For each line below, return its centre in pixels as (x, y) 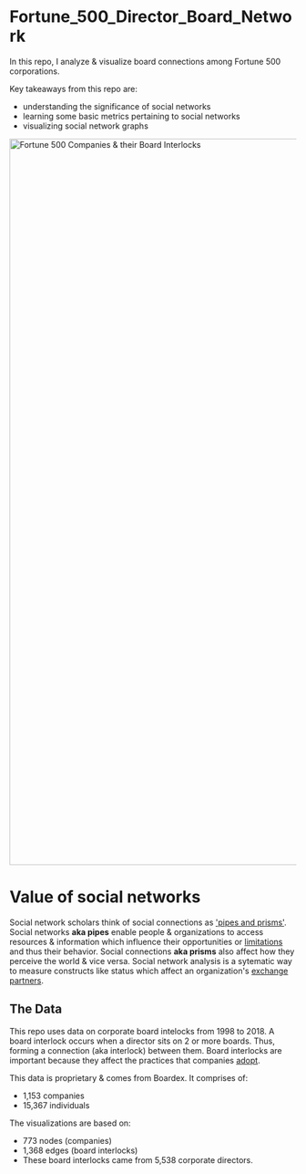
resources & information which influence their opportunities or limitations (146, 941)
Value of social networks (105, 897)
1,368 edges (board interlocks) (80, 1150)
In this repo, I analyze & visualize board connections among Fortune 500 (145, 61)
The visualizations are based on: (70, 1123)
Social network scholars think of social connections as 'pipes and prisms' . (148, 922)
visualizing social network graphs (85, 126)
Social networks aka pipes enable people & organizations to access (137, 931)
